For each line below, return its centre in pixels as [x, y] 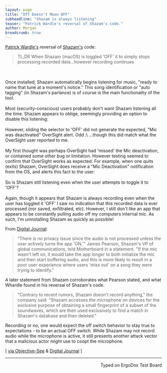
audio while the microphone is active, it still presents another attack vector [81, 336]
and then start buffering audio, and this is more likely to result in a [84, 260]
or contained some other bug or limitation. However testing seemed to [77, 156]
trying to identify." [36, 270]
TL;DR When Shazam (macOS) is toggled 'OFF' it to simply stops [83, 57]
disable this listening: [27, 119]
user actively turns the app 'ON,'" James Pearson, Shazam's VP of [85, 244]
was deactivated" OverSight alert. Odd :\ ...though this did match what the [81, 135]
